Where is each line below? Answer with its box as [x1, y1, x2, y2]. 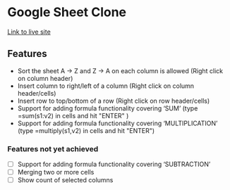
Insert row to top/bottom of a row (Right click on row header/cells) [17, 96, 210, 105]
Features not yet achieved [7, 144, 99, 153]
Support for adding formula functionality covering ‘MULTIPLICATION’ [17, 119, 218, 127]
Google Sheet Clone [7, 4, 127, 20]
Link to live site [7, 27, 51, 36]
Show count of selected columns [17, 176, 114, 184]
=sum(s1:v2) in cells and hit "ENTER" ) [17, 111, 129, 120]
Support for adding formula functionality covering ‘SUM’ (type [17, 103, 198, 113]
